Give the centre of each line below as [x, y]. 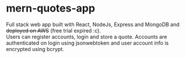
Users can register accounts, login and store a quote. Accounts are [87, 37]
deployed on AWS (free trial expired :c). [53, 30]
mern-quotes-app [50, 8]
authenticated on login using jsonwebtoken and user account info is [88, 43]
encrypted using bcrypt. [35, 49]
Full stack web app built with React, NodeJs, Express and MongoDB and [93, 24]
